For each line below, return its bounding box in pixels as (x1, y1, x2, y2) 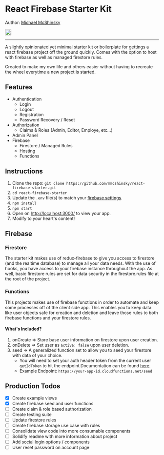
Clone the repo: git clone (12, 180, 64, 186)
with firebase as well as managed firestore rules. (5, 54, 103, 60)
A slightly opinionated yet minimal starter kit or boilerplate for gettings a (5, 44, 149, 50)
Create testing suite (12, 411, 52, 417)
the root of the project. (5, 276, 50, 282)
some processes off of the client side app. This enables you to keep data (5, 304, 152, 310)
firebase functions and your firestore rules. (5, 315, 91, 320)
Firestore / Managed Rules (19, 142, 73, 148)
